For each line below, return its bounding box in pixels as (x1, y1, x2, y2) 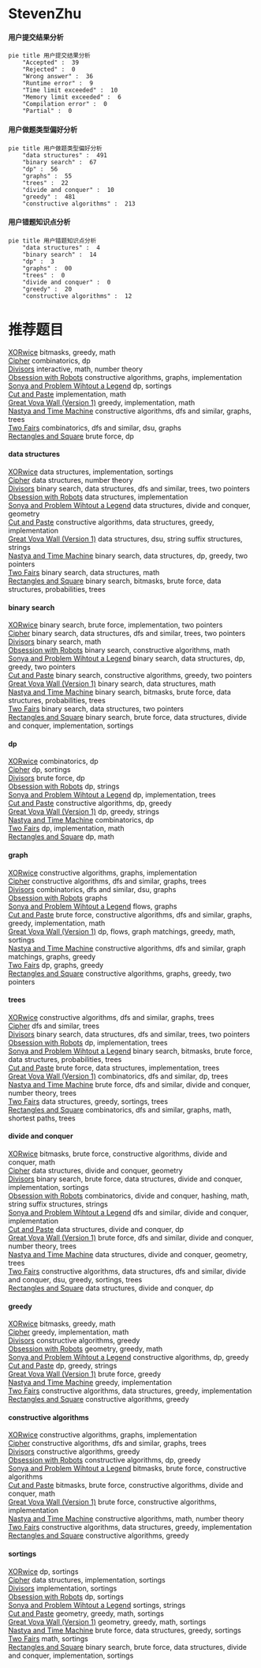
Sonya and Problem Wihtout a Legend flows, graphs (8, 902, 177, 911)
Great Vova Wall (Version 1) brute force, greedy (8, 1369, 162, 1379)
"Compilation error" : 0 (22, 100, 108, 108)
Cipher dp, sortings (8, 765, 71, 774)
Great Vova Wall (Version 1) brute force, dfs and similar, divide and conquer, (8, 1233, 254, 1242)
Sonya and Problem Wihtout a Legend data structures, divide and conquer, (8, 500, 251, 510)
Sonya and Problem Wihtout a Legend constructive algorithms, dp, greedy (8, 1353, 249, 1362)
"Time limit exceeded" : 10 (22, 86, 118, 95)
